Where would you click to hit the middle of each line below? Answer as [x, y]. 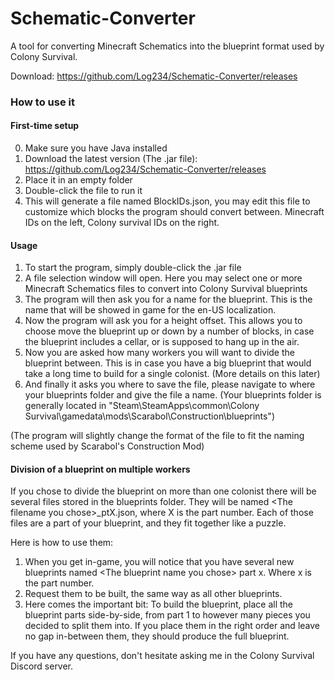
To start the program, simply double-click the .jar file [133, 268]
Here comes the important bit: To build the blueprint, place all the [159, 604]
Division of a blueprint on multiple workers [100, 469]
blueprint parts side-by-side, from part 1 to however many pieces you [167, 615]
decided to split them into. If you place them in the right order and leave [172, 626]
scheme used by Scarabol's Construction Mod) [107, 446]
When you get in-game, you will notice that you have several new [159, 562]
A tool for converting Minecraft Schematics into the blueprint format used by [167, 46]
